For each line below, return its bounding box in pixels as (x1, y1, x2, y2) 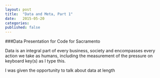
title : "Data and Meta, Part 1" (5, 12, 73, 16)
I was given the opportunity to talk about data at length (5, 67, 116, 73)
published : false (5, 25, 40, 30)
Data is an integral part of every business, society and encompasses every (5, 48, 155, 54)
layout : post (5, 7, 32, 12)
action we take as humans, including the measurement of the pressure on (5, 53, 153, 59)
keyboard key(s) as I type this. (5, 58, 66, 64)
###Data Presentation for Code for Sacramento (5, 38, 100, 44)
